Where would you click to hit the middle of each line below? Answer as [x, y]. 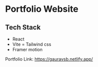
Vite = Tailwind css [32, 44]
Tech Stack [23, 27]
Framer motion [27, 50]
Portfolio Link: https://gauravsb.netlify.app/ [49, 59]
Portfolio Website [42, 9]
